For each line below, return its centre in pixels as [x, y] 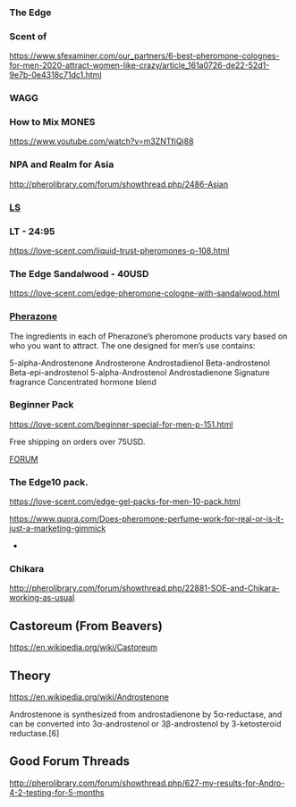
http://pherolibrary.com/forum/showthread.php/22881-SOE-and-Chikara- [144, 588]
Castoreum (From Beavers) [86, 626]
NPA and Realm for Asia [62, 164]
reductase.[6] [34, 734]
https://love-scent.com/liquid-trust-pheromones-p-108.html [119, 250]
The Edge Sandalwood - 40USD [79, 273]
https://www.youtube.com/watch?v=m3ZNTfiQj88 [101, 141]
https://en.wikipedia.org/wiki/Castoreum [84, 647]
